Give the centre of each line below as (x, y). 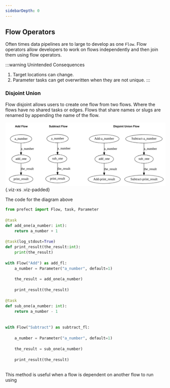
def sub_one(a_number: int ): (36, 306)
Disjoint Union (23, 93)
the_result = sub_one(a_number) (49, 349)
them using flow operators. (34, 55)
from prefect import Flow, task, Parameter (52, 210)
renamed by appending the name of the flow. (52, 115)
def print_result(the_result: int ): (43, 247)
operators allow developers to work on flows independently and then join (82, 50)
